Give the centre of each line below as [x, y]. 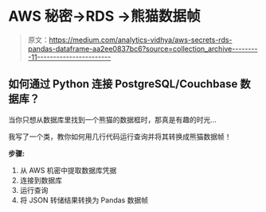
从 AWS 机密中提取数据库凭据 [68, 170]
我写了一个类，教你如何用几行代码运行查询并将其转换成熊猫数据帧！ [120, 137]
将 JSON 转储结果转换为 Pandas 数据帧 [84, 200]
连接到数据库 [41, 180]
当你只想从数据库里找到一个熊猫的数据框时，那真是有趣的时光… [113, 119]
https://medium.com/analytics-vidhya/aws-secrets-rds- [141, 40]
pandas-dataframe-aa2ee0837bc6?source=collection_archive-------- [143, 48]
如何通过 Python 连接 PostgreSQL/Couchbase [123, 84]
